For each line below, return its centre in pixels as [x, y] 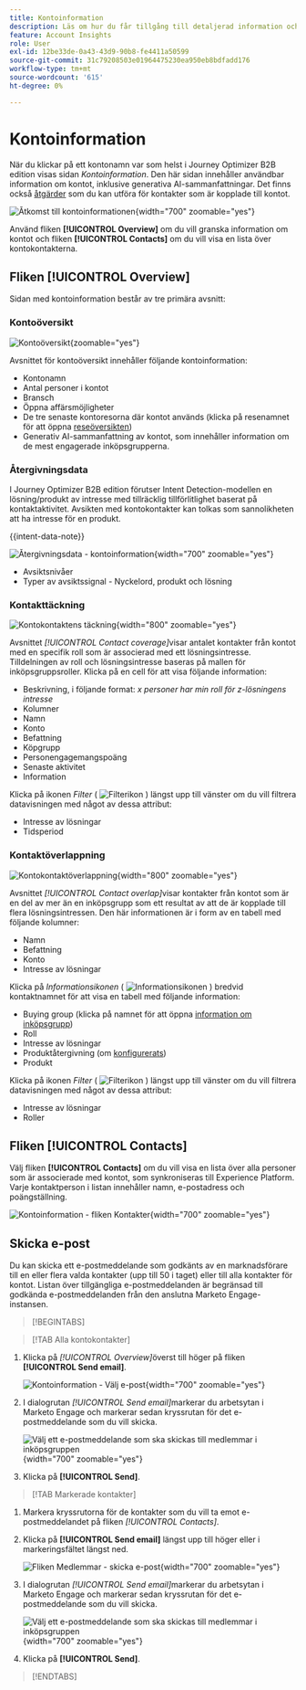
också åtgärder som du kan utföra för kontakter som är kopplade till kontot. [150, 194]
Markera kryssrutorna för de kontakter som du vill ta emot [131, 1512]
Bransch [38, 397]
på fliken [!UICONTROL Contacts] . [155, 1522]
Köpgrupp [41, 748]
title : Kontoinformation [56, 18]
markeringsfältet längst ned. [76, 1549]
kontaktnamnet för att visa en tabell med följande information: [125, 996]
